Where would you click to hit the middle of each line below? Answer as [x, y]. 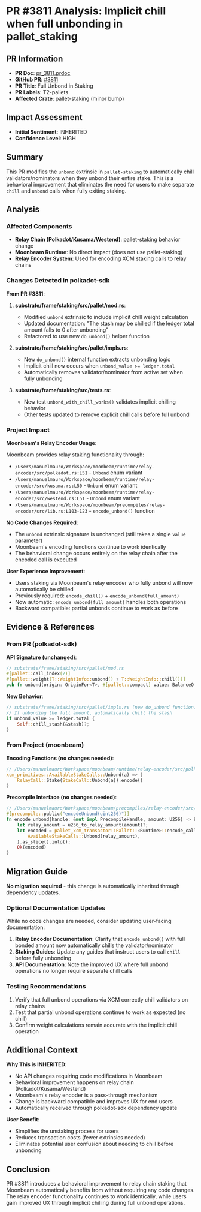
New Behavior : [25, 696]
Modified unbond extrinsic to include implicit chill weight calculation [106, 317]
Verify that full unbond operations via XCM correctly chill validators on [101, 999]
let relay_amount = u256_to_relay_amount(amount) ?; [83, 825]
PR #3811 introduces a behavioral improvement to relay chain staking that [96, 1184]
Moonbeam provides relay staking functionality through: [75, 455]
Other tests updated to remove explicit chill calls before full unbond [106, 414]
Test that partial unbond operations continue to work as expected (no [100, 1012]
